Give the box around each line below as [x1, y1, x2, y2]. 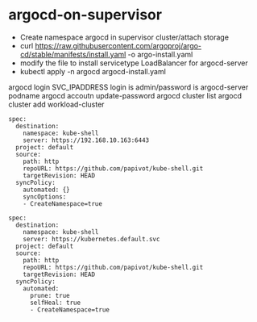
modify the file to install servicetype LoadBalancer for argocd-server [19, 58, 248, 68]
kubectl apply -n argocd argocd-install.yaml [19, 66, 167, 76]
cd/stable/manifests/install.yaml [19, 49, 126, 59]
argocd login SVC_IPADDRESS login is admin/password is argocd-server [8, 82, 249, 92]
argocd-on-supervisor [8, 6, 163, 24]
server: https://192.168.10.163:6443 [23, 136, 150, 144]
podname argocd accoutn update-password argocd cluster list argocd [8, 90, 242, 100]
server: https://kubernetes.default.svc [23, 235, 160, 243]
